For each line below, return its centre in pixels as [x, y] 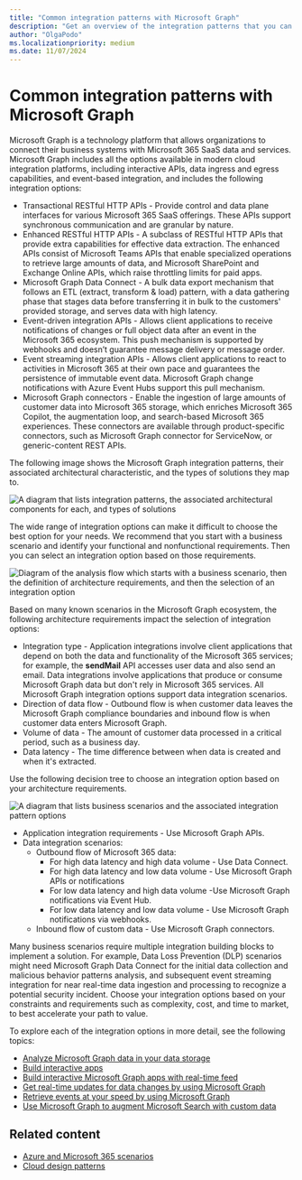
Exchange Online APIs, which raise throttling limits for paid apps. [142, 273]
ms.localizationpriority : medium [72, 43]
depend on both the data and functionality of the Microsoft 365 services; [158, 656]
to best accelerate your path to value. [79, 1014]
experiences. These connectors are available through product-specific [154, 426]
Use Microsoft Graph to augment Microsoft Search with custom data [149, 1106]
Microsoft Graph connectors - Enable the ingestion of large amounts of [154, 397]
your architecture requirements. [68, 789]
